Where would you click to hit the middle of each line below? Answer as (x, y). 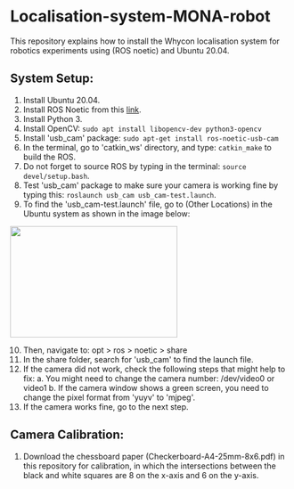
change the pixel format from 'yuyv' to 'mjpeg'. (109, 397)
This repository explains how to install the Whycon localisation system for (145, 41)
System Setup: (52, 79)
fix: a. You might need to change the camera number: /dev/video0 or (149, 378)
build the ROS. (49, 157)
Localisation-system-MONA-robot (140, 16)
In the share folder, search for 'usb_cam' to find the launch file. (138, 359)
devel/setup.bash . (56, 175)
